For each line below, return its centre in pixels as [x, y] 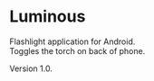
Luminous [48, 17]
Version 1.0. [31, 68]
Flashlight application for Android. [72, 41]
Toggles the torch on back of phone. [77, 50]
